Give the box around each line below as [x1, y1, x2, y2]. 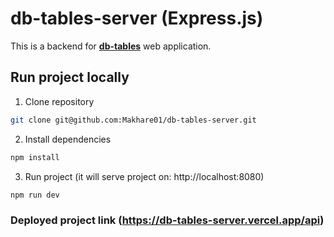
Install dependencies [24, 133, 112, 145]
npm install [10, 152, 60, 162]
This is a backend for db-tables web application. [10, 40, 212, 52]
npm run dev [10, 190, 60, 200]
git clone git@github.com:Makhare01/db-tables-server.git [10, 115, 257, 125]
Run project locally [10, 69, 130, 86]
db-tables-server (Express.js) [10, 7, 264, 30]
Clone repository [24, 95, 95, 107]
